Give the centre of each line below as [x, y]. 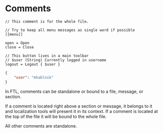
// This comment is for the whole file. [47, 22]
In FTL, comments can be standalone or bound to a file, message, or [74, 91]
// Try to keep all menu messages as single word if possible [70, 30]
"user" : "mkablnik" [34, 77]
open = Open [17, 43]
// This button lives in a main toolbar [47, 56]
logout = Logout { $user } [33, 64]
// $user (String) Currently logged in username [56, 60]
